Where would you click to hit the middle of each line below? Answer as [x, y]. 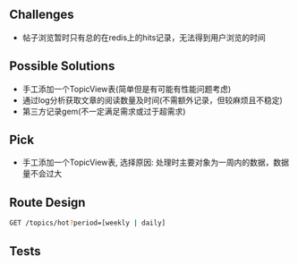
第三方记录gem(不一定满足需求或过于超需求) [104, 111]
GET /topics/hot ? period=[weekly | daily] [88, 223]
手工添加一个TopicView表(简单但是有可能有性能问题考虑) [127, 89]
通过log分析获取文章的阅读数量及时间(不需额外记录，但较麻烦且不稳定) [153, 100]
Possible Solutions [62, 66]
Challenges [42, 15]
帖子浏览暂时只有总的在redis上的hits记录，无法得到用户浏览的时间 [144, 37]
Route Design [47, 202]
